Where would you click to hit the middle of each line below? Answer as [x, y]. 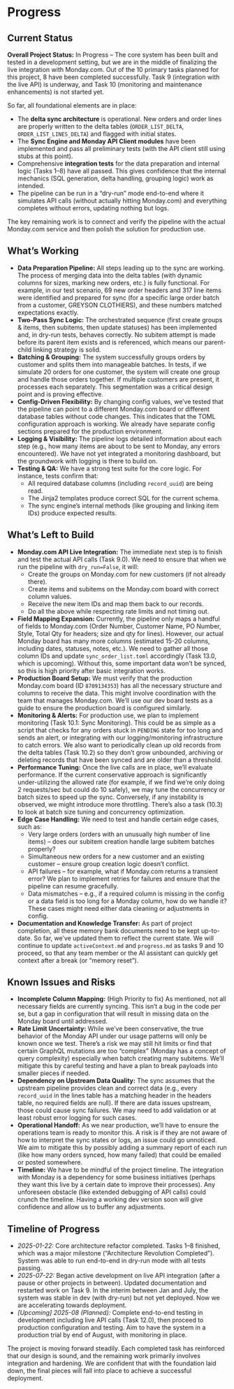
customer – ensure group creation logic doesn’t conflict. [109, 863]
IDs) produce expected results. [72, 513]
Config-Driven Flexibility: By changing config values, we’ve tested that [120, 401]
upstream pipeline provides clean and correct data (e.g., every [107, 1088]
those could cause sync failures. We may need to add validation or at [117, 1110]
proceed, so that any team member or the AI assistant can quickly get [118, 953]
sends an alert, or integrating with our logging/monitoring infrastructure [120, 737]
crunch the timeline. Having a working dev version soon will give [110, 1200]
